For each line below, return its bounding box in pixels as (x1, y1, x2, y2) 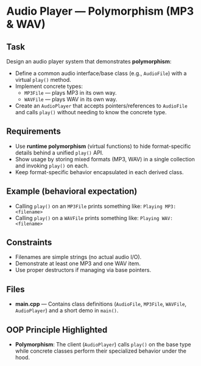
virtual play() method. (15, 76, 71, 83)
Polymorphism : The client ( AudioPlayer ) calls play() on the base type (15, 341, 191, 348)
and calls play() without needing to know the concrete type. (15, 109, 167, 115)
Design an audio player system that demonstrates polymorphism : (6, 58, 172, 65)
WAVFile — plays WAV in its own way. (24, 96, 118, 103)
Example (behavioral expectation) (6, 186, 138, 197)
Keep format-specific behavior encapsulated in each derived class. (15, 168, 184, 175)
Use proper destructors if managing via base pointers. (15, 266, 151, 274)
